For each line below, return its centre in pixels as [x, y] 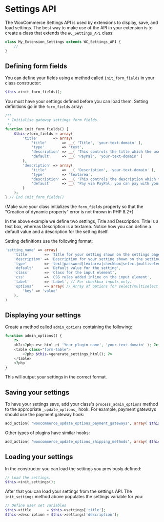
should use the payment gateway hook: [45, 414]
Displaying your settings [43, 315]
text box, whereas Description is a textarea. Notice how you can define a [78, 226]
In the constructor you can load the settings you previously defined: [73, 469]
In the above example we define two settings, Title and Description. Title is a [82, 221]
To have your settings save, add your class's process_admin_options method [82, 404]
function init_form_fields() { [37, 129]
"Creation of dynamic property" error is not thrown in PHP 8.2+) [69, 211]
